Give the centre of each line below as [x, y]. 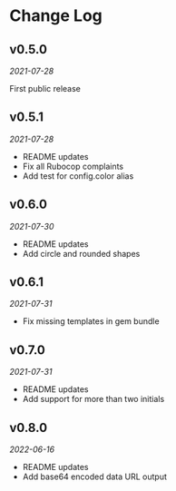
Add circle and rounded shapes [81, 253]
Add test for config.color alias [78, 176]
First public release [45, 88]
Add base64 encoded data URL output [95, 476]
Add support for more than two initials [93, 399]
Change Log [56, 16]
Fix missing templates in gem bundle [91, 321]
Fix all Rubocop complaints [73, 166]
